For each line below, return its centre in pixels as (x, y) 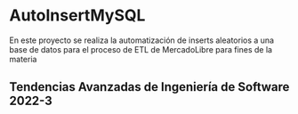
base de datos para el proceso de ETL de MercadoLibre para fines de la (141, 49)
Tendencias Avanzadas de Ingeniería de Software (149, 87)
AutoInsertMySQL (77, 16)
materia (23, 59)
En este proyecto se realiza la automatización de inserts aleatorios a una (141, 40)
